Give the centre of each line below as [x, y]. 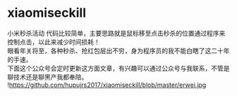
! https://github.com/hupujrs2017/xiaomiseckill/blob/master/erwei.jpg [107, 85]
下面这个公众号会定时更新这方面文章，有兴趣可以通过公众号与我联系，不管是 [119, 68]
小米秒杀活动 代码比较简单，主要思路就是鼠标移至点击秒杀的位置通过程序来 [116, 33]
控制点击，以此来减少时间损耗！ [54, 42]
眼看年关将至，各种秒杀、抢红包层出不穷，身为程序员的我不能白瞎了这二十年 [119, 50]
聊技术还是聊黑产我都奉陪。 [48, 77]
